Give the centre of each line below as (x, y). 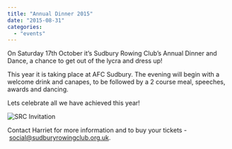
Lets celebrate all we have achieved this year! (74, 103)
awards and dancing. (38, 89)
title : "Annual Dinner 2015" (50, 14)
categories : (25, 27)
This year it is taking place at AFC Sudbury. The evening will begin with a (114, 74)
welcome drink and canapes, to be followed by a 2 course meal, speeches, (116, 82)
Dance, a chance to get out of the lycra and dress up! (85, 61)
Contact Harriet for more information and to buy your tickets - (97, 130)
